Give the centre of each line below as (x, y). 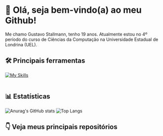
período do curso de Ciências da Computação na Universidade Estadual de (82, 39)
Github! (21, 20)
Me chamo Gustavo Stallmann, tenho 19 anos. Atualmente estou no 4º (76, 34)
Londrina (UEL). (21, 44)
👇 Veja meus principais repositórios (61, 127)
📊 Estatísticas (28, 96)
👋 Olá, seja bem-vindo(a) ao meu (73, 10)
